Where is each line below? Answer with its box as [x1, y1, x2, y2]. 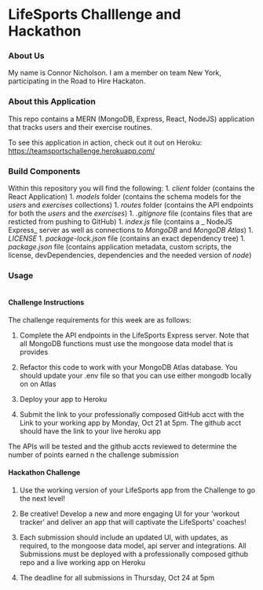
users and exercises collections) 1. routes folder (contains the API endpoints [8, 201, 254, 210]
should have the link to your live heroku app [19, 426, 161, 436]
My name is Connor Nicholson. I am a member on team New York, [8, 68, 222, 78]
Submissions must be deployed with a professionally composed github [19, 549, 249, 559]
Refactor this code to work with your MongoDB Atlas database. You [19, 362, 238, 371]
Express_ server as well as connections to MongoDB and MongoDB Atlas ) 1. [8, 226, 254, 235]
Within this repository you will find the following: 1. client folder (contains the [8, 183, 255, 194]
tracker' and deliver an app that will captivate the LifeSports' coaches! [19, 517, 247, 526]
